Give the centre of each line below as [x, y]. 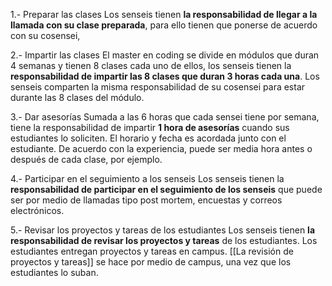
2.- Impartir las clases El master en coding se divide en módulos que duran [165, 55]
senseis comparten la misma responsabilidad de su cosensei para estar [158, 87]
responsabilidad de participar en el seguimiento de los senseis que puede [166, 189]
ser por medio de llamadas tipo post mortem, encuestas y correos [146, 200]
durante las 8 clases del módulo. [77, 97]
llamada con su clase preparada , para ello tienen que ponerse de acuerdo [164, 25]
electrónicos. [37, 210]
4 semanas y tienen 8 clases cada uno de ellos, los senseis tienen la [151, 65]
